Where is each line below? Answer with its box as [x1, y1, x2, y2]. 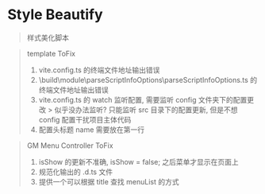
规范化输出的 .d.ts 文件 [38, 167, 113, 177]
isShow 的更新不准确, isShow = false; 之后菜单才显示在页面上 [38, 157, 239, 166]
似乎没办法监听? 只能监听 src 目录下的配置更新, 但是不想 [54, 105, 239, 114]
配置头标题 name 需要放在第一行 [38, 125, 145, 134]
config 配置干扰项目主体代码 [38, 114, 132, 124]
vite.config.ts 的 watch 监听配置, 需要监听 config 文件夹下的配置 [38, 95, 248, 104]
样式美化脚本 [26, 33, 69, 42]
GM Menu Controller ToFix [26, 141, 113, 150]
